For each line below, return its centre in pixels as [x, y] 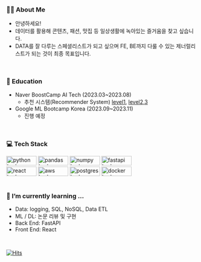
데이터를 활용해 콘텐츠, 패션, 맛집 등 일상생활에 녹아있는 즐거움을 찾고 [96, 31]
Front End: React [36, 229]
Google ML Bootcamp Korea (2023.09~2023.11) [74, 109]
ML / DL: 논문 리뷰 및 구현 [46, 216]
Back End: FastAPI [38, 223]
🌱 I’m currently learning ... [45, 196]
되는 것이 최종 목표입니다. [61, 54]
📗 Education [24, 81]
